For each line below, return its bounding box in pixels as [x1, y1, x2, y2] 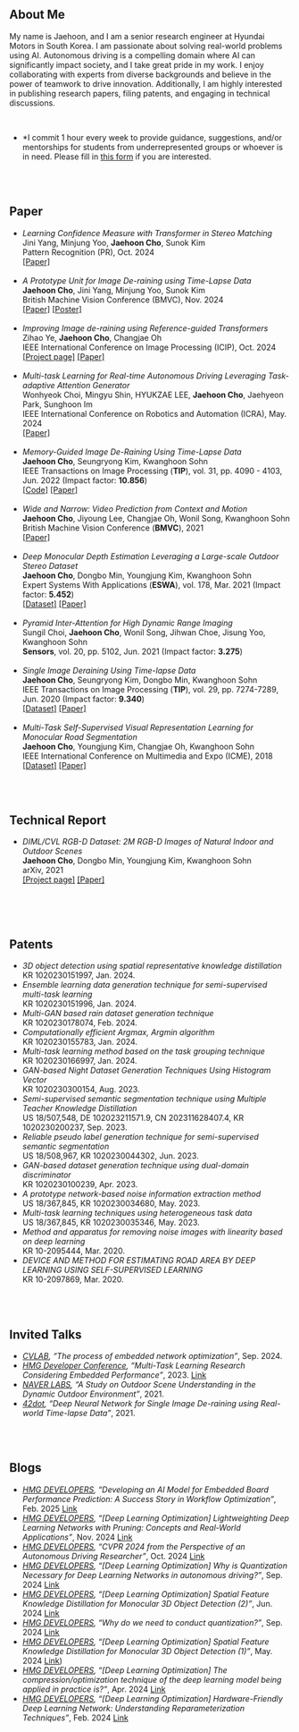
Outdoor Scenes [21, 845, 83, 857]
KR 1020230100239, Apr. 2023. [21, 1179, 138, 1190]
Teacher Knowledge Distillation [21, 1103, 137, 1114]
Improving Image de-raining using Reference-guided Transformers [21, 322, 269, 334]
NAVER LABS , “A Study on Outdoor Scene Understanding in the [21, 1380, 256, 1390]
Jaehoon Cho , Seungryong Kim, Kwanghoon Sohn [21, 455, 208, 466]
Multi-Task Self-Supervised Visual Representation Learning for [21, 722, 254, 733]
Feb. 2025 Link [21, 1503, 78, 1514]
